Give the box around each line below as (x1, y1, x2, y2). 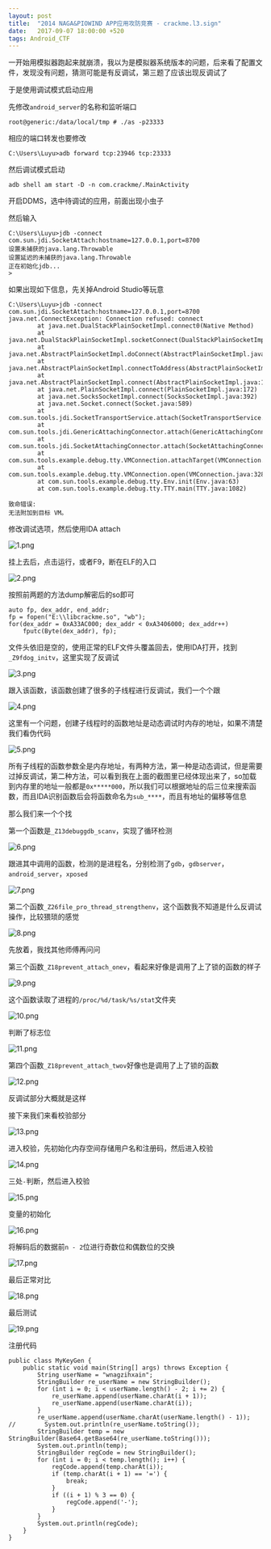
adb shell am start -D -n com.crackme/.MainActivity (8, 181, 190, 189)
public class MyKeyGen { (8, 1356, 92, 1365)
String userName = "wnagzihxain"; (37, 1371, 153, 1379)
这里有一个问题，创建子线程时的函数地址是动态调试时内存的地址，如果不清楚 (8, 718, 263, 728)
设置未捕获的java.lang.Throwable (8, 245, 114, 253)
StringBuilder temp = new (37, 1428, 125, 1436)
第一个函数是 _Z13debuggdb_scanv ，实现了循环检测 (8, 826, 173, 836)
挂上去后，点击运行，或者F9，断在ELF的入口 (8, 557, 157, 567)
